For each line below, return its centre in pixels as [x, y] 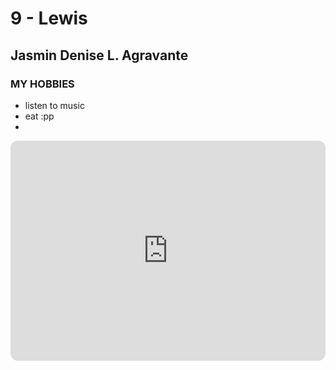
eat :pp [39, 116]
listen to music [54, 105]
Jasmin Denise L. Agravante [99, 55]
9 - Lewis [49, 18]
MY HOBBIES [42, 84]
